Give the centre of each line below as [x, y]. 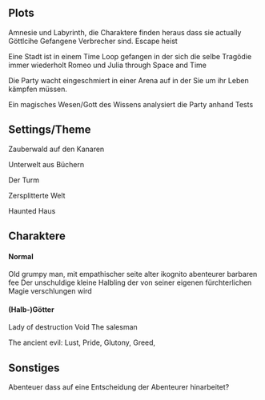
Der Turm [24, 180]
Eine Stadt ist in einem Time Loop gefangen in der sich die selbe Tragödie [130, 56]
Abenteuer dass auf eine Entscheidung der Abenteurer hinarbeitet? [119, 387]
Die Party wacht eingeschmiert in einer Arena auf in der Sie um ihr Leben [129, 80]
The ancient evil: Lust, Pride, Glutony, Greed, [82, 342]
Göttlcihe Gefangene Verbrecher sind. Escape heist [93, 41]
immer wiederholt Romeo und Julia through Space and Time [107, 65]
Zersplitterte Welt [37, 195]
